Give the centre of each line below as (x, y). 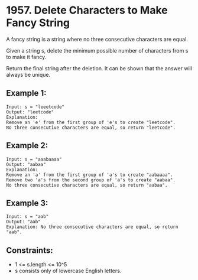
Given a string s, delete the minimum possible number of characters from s (97, 50)
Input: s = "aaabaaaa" (34, 159)
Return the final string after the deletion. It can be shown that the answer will (99, 68)
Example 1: (26, 93)
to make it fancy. (26, 57)
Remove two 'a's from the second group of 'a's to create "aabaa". (91, 180)
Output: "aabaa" (26, 164)
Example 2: (27, 146)
